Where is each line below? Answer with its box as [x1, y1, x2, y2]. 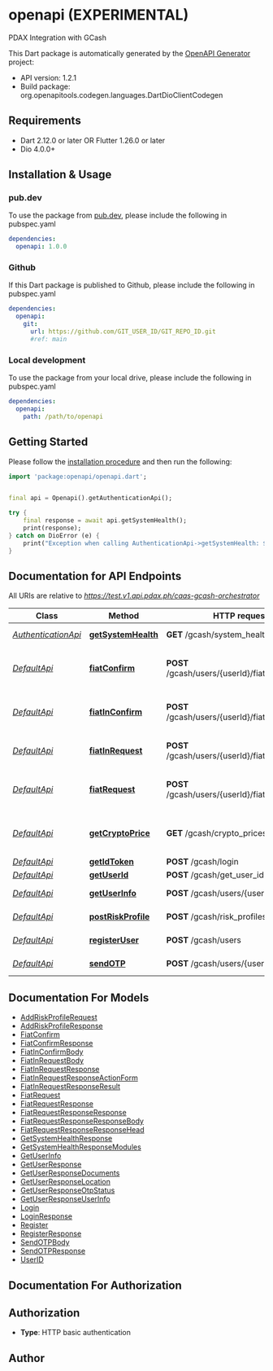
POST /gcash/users [166, 934, 241, 946]
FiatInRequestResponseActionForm [19, 1073, 138, 1083]
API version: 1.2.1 [19, 73, 77, 82]
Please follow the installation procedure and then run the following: [8, 456, 232, 466]
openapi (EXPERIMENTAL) [8, 6, 189, 24]
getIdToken [89, 856, 134, 868]
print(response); [23, 524, 82, 533]
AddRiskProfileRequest [19, 1013, 97, 1022]
